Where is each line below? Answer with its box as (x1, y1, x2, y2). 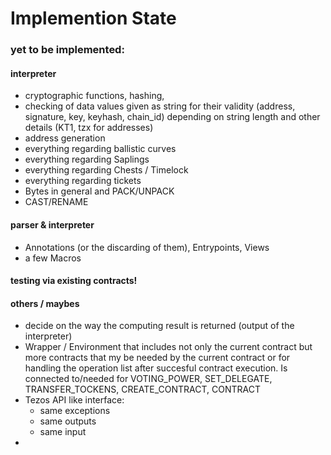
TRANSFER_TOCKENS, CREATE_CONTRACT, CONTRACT (24, 383, 262, 396)
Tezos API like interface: (24, 394, 125, 406)
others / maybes (10, 297, 80, 309)
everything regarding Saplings (24, 153, 150, 166)
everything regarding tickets (24, 175, 142, 187)
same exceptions (39, 405, 111, 417)
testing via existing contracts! (10, 275, 138, 287)
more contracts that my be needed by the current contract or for (24, 352, 291, 364)
